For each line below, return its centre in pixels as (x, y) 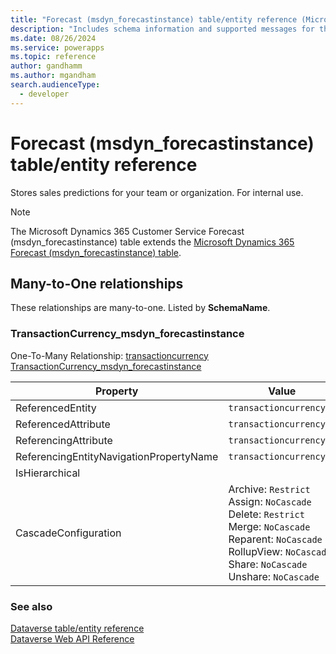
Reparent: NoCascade (275, 539)
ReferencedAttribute (63, 424)
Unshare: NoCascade (274, 576)
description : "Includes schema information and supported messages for (162, 29)
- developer (44, 94)
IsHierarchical (48, 473)
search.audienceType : (55, 85)
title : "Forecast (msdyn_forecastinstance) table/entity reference (154, 19)
